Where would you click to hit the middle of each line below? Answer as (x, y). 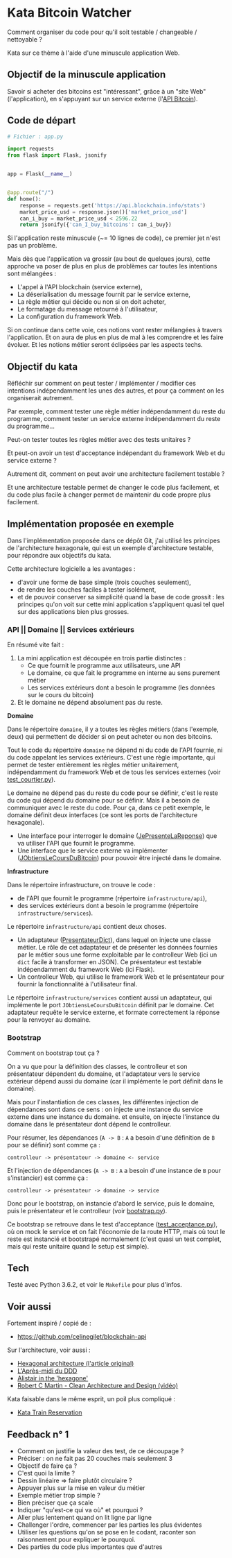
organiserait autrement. (41, 398)
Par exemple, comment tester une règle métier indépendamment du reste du (116, 411)
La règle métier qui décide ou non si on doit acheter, (91, 302)
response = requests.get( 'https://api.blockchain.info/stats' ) (113, 205)
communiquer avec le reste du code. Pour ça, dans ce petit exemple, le (109, 808)
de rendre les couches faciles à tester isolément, (87, 589)
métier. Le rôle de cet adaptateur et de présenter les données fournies (117, 948)
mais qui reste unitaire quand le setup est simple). (78, 1246)
